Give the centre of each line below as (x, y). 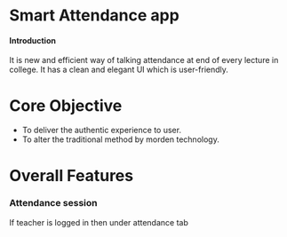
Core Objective (66, 105)
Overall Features (72, 175)
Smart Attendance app (94, 16)
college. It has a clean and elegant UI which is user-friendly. (119, 70)
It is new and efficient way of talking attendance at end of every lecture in (144, 60)
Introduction (32, 40)
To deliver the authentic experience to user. (102, 130)
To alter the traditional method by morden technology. (120, 139)
